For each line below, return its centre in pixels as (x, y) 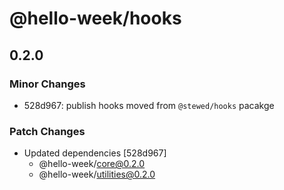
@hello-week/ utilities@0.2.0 (97, 174)
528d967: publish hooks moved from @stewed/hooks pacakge (149, 105)
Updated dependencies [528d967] (95, 153)
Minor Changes (47, 84)
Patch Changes (47, 131)
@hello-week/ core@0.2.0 (92, 164)
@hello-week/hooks (95, 18)
